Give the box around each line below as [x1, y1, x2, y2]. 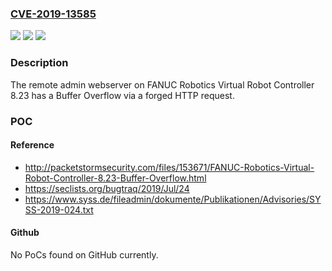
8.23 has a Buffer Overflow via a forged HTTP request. [10, 89, 235, 101]
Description [10, 56, 69, 70]
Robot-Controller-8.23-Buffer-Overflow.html [24, 172, 207, 184]
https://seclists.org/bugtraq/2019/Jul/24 [24, 182, 190, 194]
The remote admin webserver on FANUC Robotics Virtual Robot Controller [10, 78, 315, 91]
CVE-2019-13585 [10, 7, 97, 21]
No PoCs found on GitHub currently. [10, 248, 159, 261]
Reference [10, 139, 55, 151]
